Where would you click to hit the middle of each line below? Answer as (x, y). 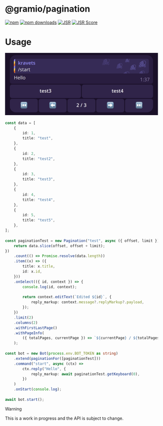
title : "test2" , (39, 159)
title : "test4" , (39, 200)
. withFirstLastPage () (35, 328)
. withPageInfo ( (29, 333)
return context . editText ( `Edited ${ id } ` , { (67, 297)
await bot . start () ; (25, 399)
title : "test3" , (39, 179)
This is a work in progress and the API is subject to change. (64, 418)
